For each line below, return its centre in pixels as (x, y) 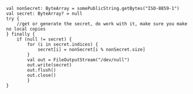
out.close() (42, 75)
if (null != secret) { (44, 39)
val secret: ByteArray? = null (44, 14)
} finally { (21, 34)
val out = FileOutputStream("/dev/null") (79, 60)
